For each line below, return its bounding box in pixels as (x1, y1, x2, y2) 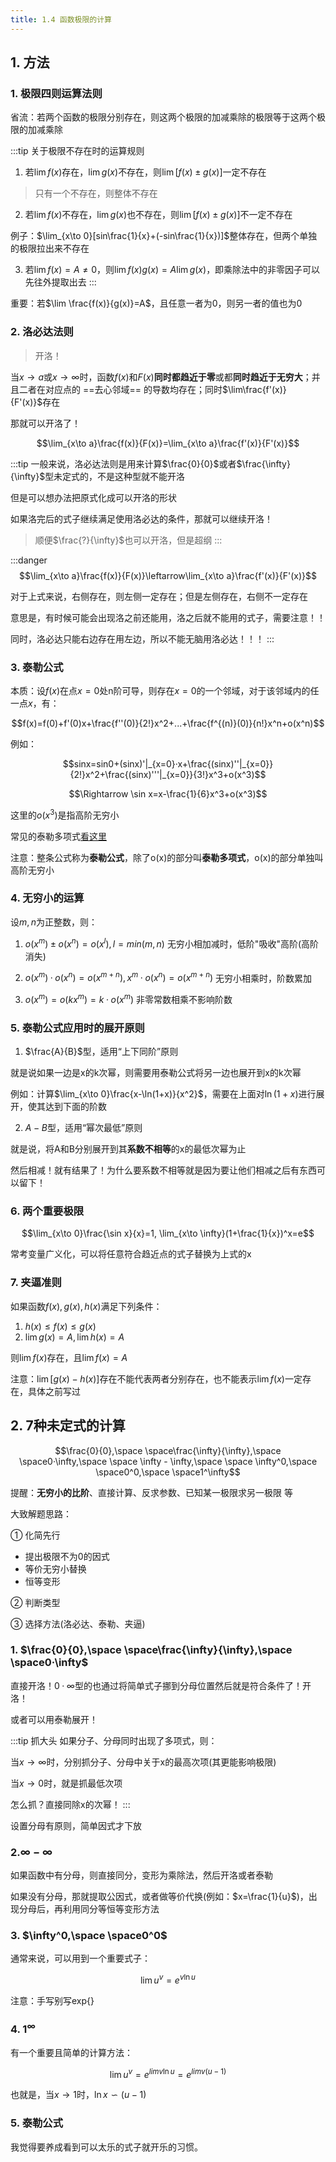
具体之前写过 (27, 1385, 81, 1397)
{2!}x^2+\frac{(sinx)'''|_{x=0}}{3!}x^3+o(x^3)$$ (69, 768, 267, 780)
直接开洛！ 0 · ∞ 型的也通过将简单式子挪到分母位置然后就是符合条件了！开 (10, 1679, 312, 1691)
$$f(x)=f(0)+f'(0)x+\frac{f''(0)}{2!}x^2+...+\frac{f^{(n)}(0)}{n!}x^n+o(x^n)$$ (11, 717, 325, 729)
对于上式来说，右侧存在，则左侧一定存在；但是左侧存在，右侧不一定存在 (10, 590, 308, 602)
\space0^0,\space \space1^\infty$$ (95, 1466, 241, 1478)
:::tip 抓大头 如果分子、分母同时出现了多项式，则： (10, 1734, 218, 1746)
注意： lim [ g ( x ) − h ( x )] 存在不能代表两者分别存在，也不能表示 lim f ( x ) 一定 (10, 1372, 303, 1385)
